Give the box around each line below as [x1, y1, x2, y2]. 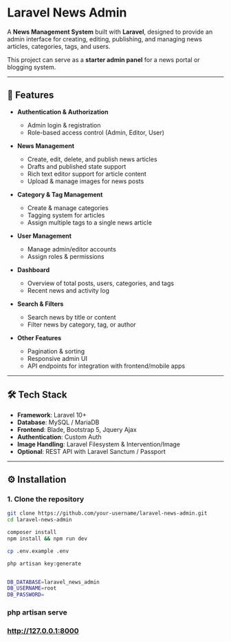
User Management [16, 231, 72, 240]
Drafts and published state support [27, 162, 126, 170]
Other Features [16, 333, 62, 342]
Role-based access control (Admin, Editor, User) [27, 128, 165, 136]
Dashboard [16, 265, 50, 273]
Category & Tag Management [16, 190, 103, 198]
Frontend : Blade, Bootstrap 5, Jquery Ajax [16, 425, 137, 433]
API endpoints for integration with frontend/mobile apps [27, 362, 186, 370]
